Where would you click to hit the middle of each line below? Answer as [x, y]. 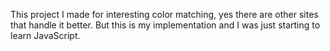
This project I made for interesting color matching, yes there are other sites [164, 14]
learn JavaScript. [45, 35]
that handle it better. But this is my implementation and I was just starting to [165, 25]
